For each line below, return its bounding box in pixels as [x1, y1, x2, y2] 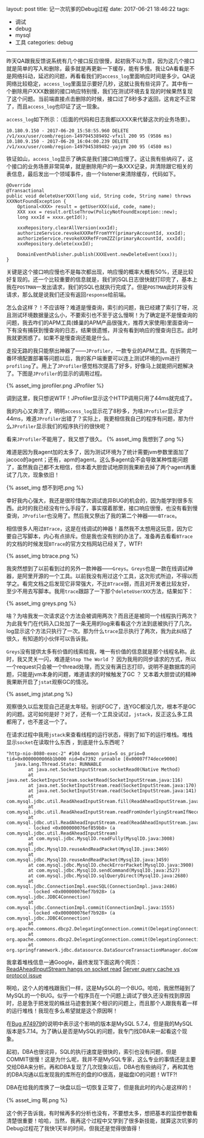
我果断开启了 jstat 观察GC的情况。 [6, 679, 92, 685]
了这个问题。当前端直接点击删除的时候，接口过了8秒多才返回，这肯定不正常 [6, 95, 196, 102]
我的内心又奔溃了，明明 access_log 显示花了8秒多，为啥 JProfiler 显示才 [6, 407, 184, 415]
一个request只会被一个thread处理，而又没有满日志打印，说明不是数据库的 [6, 663, 191, 670]
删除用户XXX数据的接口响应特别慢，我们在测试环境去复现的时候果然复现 [11, 87, 193, 95]
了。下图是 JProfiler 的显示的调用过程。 [6, 370, 106, 377]
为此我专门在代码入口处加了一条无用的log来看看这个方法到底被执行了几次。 [6, 620, 195, 627]
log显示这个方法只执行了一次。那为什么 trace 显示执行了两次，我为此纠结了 [6, 628, 193, 634]
